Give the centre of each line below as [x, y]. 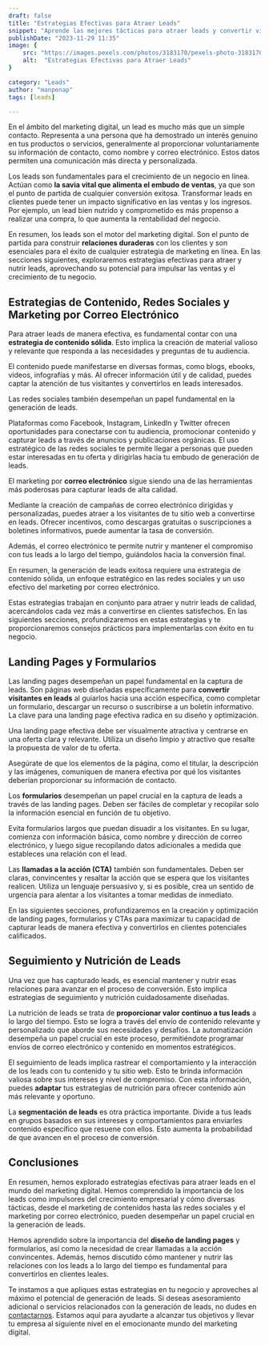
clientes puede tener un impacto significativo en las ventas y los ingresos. [130, 202]
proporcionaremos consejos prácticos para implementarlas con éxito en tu [131, 628]
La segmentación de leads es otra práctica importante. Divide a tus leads [130, 1112]
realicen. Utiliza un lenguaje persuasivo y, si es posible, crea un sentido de [131, 886]
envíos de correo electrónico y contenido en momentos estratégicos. [122, 1046]
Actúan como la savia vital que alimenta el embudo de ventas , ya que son [132, 185]
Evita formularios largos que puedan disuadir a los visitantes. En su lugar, [129, 828]
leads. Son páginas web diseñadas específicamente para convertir [119, 690]
